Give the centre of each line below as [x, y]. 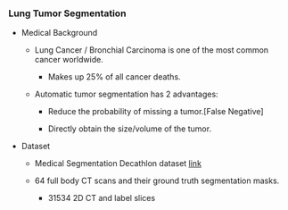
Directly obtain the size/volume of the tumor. [129, 129]
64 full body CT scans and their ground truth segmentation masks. [157, 181]
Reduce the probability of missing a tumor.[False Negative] [156, 112]
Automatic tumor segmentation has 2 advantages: [127, 94]
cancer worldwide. [69, 60]
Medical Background [59, 33]
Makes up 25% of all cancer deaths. [114, 77]
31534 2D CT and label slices [102, 198]
